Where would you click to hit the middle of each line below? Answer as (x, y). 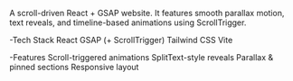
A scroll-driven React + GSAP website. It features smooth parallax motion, (147, 13)
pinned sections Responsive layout (74, 67)
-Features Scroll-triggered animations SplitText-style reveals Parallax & (142, 57)
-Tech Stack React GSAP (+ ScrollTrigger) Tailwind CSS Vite (121, 40)
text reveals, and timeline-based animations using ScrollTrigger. (128, 22)
